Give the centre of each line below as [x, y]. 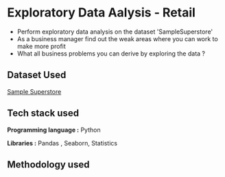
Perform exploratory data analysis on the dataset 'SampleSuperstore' [115, 32]
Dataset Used [37, 75]
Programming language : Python [54, 130]
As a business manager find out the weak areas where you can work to [117, 38]
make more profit [42, 46]
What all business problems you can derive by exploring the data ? [111, 54]
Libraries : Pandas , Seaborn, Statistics [62, 143]
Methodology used [48, 164]
